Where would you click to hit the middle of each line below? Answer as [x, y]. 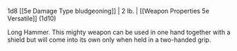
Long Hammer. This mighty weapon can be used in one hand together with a [119, 32]
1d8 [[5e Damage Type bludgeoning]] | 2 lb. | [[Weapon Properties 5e [109, 11]
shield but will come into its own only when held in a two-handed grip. [109, 40]
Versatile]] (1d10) [32, 18]
